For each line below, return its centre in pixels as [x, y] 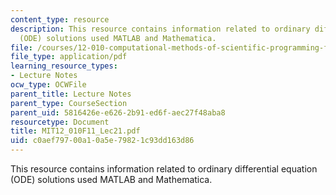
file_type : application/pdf [69, 57]
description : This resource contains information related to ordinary [160, 29]
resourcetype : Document [60, 122]
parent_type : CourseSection [69, 103]
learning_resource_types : [64, 66]
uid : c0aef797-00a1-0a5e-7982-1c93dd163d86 [102, 141]
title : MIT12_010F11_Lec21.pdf [75, 131]
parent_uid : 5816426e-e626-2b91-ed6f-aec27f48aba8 [118, 112]
